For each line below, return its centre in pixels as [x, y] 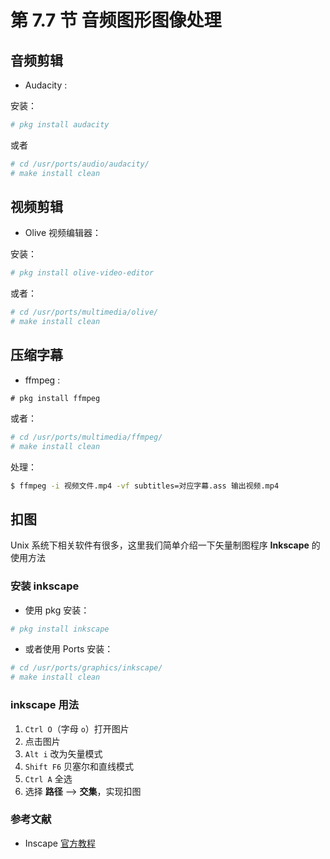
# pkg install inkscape [60, 629]
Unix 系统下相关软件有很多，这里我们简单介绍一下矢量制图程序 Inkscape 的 [165, 545]
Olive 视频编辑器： [63, 233]
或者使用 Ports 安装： [69, 649]
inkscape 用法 [45, 705]
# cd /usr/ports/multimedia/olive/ [84, 312]
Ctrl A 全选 [48, 778]
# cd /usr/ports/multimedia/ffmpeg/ [86, 437]
